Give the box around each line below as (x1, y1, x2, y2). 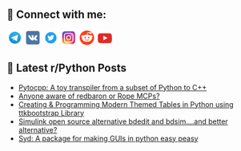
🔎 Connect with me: (6, 8, 106, 22)
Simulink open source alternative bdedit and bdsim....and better (18, 117, 228, 126)
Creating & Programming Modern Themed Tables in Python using (18, 99, 234, 109)
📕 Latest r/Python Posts (6, 62, 127, 75)
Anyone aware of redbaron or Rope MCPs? (18, 91, 160, 101)
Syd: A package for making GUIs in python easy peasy (18, 133, 199, 143)
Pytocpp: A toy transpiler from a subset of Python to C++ (18, 82, 207, 92)
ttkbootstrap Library (18, 108, 85, 117)
